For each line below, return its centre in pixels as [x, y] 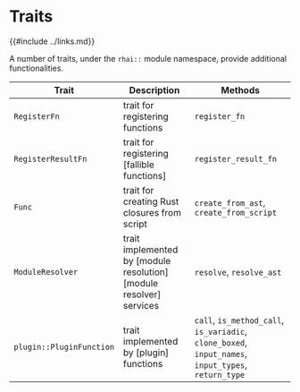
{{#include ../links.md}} [52, 41]
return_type [220, 375]
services [141, 305]
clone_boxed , [221, 342]
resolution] [146, 272]
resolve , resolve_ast [238, 272]
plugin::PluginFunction [64, 347]
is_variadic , [221, 331]
